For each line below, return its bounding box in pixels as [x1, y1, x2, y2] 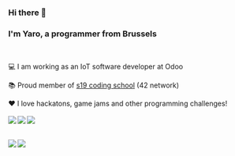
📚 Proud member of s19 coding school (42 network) [8, 80, 180, 90]
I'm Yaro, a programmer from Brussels [8, 28, 158, 39]
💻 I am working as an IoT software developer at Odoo [8, 62, 184, 72]
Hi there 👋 [8, 7, 47, 18]
